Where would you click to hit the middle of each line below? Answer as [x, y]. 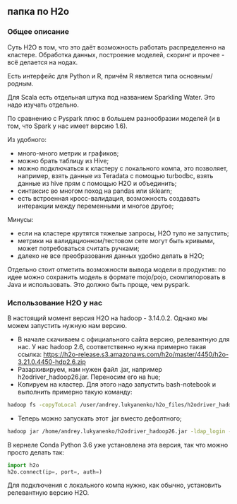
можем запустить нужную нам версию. [67, 325]
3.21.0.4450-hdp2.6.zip [51, 362]
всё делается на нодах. [43, 62]
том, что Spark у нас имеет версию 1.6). [68, 126]
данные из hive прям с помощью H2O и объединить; [97, 183]
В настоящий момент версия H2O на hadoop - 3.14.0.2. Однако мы [108, 318]
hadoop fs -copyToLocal [42, 405]
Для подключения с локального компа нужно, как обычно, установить [115, 485]
